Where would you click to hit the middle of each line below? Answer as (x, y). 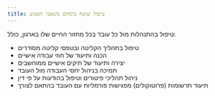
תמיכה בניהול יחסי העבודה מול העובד (67, 70)
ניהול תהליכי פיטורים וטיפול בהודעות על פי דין (77, 78)
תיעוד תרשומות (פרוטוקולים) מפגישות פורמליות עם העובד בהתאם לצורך (113, 85)
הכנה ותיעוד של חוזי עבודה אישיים (62, 55)
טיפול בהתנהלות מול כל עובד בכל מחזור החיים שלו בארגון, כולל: (92, 34)
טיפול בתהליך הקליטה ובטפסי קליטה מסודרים (78, 47)
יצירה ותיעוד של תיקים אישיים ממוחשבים (71, 62)
